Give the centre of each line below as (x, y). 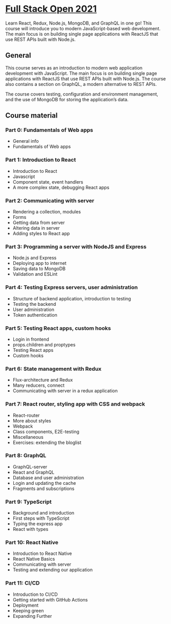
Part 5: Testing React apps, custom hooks (58, 328)
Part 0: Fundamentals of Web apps (49, 130)
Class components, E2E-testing (46, 431)
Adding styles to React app (41, 234)
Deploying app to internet (39, 263)
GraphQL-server (30, 466)
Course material (31, 116)
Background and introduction (44, 513)
